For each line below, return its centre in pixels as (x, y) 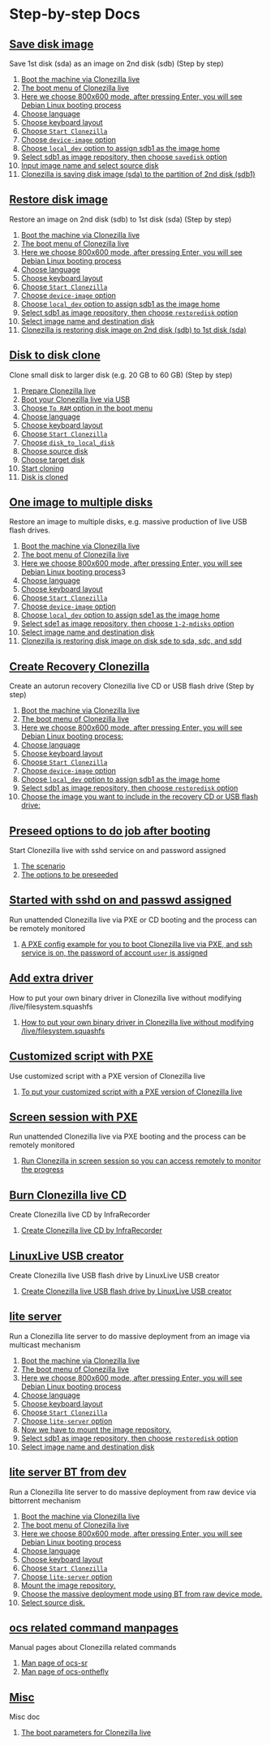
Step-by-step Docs (75, 14)
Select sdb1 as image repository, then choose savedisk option (124, 157)
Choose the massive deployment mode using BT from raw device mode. (142, 1594)
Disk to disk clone (55, 355)
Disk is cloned (44, 476)
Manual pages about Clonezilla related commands (93, 1648)
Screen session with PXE (73, 1117)
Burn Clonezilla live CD (68, 1195)
